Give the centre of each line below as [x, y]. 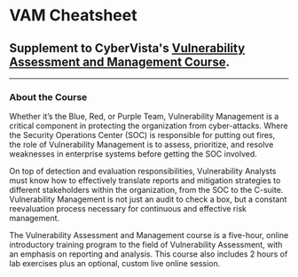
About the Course [48, 96]
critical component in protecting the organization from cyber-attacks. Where [149, 126]
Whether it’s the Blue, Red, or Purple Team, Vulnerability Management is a [144, 117]
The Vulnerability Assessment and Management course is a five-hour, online [149, 235]
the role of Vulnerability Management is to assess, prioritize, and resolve [141, 145]
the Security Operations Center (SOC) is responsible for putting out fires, [142, 135]
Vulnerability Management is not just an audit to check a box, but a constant [148, 199]
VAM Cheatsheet [73, 15]
